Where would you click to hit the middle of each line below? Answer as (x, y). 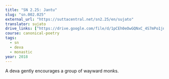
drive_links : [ (21, 29)
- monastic (21, 52)
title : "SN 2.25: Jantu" (31, 10)
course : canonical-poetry (32, 33)
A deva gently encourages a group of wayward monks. (62, 71)
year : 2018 (17, 57)
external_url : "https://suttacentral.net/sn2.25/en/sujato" (70, 19)
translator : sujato (26, 24)
